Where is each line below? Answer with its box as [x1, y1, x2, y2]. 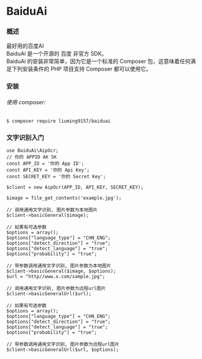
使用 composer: [6, 99, 46, 105]
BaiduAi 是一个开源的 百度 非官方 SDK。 [6, 50, 107, 58]
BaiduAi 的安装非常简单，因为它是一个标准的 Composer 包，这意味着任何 [6, 58, 191, 65]
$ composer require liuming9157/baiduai [6, 118, 111, 124]
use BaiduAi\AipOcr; [6, 147, 59, 154]
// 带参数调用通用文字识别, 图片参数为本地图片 [6, 262, 111, 269]
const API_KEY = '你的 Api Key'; [6, 167, 90, 173]
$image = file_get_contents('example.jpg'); [6, 195, 122, 201]
